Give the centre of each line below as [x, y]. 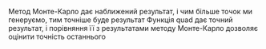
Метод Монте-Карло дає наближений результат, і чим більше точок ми [130, 11]
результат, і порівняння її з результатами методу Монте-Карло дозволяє [133, 28]
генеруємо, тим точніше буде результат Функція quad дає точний [121, 20]
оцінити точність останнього [57, 36]
